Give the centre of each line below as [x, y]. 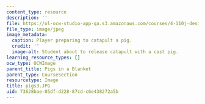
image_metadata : [27, 35]
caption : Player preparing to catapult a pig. [72, 40]
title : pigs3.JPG [28, 86]
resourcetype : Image [33, 80]
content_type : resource [37, 12]
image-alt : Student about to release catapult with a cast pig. [95, 52]
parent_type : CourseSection [42, 75]
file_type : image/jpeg [35, 29]
